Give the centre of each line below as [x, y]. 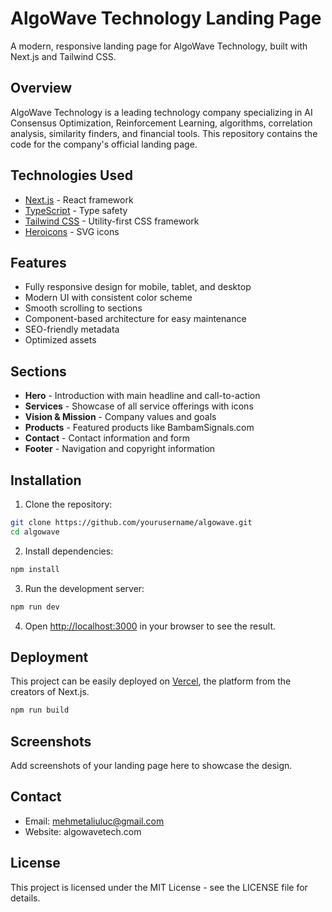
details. [25, 898]
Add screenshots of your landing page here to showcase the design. [151, 765]
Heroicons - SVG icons [72, 231]
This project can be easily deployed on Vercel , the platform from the [151, 681]
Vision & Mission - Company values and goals [120, 417]
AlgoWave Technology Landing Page [166, 18]
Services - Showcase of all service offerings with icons [139, 406]
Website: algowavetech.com [83, 831]
